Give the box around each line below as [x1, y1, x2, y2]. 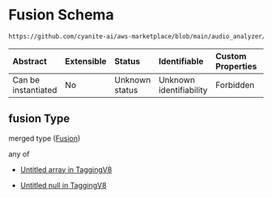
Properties [215, 61, 257, 72]
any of [8, 149, 30, 158]
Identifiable [158, 55, 204, 66]
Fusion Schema [8, 6, 115, 24]
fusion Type [8, 112, 70, 126]
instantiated [12, 84, 57, 95]
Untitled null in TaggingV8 [19, 180, 107, 190]
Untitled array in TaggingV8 [19, 164, 113, 175]
